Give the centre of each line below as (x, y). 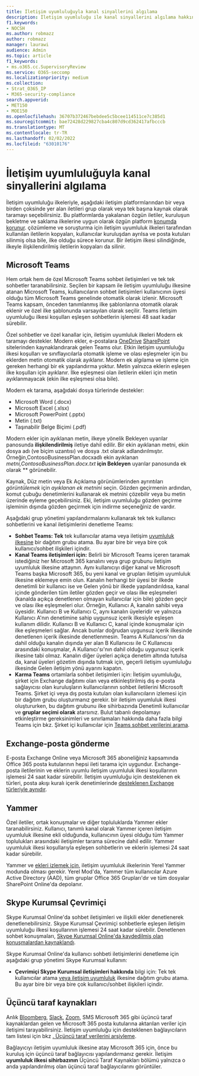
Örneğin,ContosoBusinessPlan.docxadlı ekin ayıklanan (72, 458)
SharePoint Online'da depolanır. (45, 884)
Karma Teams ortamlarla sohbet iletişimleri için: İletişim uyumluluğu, (98, 675)
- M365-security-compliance (41, 94)
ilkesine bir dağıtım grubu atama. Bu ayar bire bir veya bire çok (91, 542)
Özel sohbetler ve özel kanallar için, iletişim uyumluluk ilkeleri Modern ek (94, 335)
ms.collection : (25, 84)
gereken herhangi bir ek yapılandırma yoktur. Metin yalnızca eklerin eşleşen (98, 366)
